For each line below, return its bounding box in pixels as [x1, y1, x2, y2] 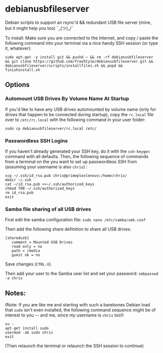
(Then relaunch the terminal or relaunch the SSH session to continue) [5, 343, 144, 349]
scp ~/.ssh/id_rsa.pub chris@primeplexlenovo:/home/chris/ [5, 173, 127, 178]
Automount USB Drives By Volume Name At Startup [5, 95, 129, 102]
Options [5, 81, 30, 89]
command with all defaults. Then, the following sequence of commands [5, 153, 148, 159]
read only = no [11, 244, 42, 249]
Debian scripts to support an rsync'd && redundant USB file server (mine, [5, 19, 152, 25]
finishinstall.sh [5, 67, 40, 72]
